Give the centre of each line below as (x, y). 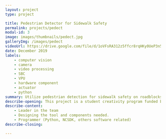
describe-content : (24, 106)
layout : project (22, 10)
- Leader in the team (36, 111)
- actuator (25, 88)
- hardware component (36, 83)
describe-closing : (24, 124)
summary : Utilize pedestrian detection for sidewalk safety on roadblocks (84, 97)
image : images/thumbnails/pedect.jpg (44, 37)
